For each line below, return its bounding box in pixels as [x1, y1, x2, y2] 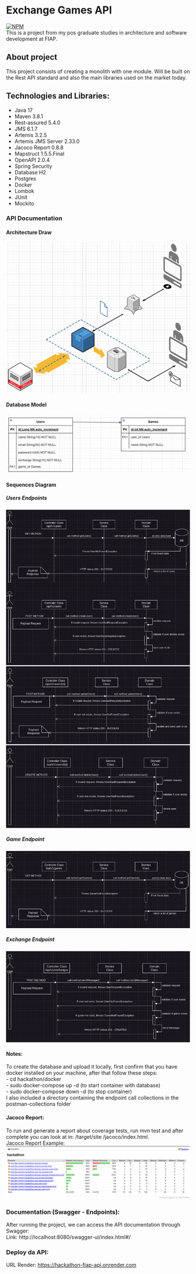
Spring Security [14, 162, 52, 170]
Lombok [14, 187, 35, 194]
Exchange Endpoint [6, 936, 55, 943]
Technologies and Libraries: [6, 91, 110, 101]
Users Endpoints [6, 495, 48, 502]
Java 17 [14, 107, 33, 114]
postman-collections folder [6, 1101, 71, 1108]
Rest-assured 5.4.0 [14, 119, 61, 126]
